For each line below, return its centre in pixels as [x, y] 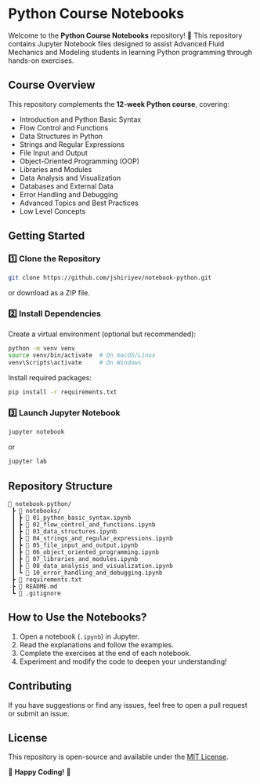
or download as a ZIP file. [49, 293]
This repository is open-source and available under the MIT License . [118, 757]
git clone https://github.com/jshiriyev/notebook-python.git [110, 278]
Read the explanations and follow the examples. [96, 644]
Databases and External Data [66, 186]
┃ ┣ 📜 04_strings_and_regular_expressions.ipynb [92, 538]
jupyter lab [27, 462]
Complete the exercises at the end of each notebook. [105, 653]
